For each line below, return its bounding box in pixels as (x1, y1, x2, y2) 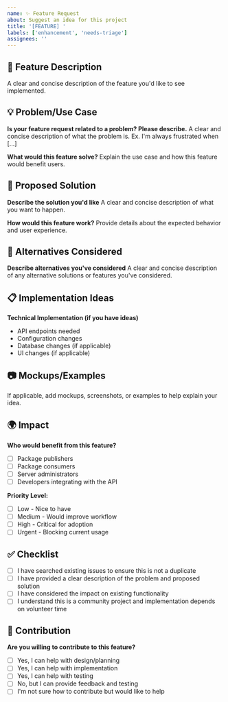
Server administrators (16, 470, 79, 478)
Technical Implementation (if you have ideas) (7, 314, 139, 322)
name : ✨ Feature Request (7, 10, 80, 17)
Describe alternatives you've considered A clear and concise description (7, 264, 218, 272)
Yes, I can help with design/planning (16, 657, 120, 665)
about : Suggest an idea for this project (7, 16, 128, 23)
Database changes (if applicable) (16, 341, 111, 350)
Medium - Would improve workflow (16, 512, 117, 521)
